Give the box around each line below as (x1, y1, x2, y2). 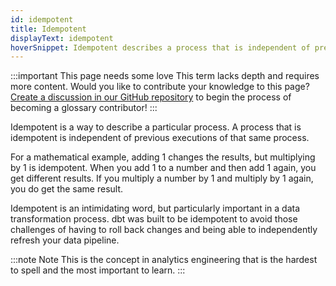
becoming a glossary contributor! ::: (10, 102, 158, 114)
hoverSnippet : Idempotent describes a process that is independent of (10, 42, 311, 53)
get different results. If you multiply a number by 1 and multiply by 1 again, (10, 172, 314, 185)
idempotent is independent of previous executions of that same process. (10, 132, 310, 144)
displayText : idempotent (10, 33, 114, 43)
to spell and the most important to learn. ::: (10, 264, 186, 276)
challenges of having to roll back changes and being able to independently (10, 224, 318, 236)
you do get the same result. (10, 183, 124, 195)
